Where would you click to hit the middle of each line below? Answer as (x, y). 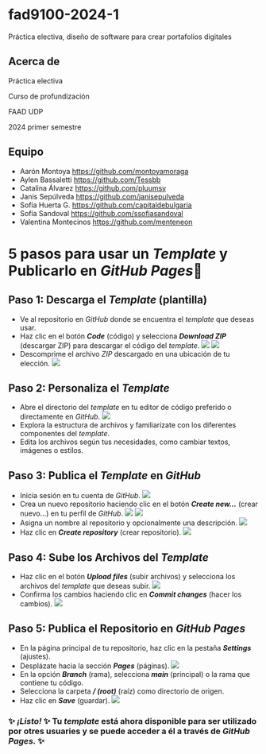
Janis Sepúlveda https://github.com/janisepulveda (102, 196)
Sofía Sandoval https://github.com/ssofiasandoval (102, 213)
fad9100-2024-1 (64, 15)
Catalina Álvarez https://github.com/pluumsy (93, 188)
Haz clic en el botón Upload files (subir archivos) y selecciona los (127, 576)
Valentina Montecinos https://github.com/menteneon (106, 222)
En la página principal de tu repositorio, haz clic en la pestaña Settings (135, 648)
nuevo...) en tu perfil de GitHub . (71, 513)
